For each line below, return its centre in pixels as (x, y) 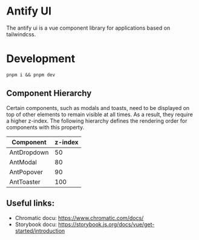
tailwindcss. (21, 34)
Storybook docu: (36, 224)
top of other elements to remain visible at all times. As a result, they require (100, 114)
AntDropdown (29, 152)
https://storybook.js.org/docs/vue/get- (106, 224)
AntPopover (26, 172)
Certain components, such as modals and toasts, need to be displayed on (98, 108)
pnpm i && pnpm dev (31, 75)
